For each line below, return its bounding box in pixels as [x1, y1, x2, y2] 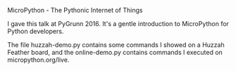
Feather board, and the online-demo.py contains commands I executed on [7, 49, 223, 56]
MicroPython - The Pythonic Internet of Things [7, 6, 143, 14]
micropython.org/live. [7, 56, 70, 64]
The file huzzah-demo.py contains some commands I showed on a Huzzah [7, 41, 225, 49]
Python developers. [7, 27, 64, 35]
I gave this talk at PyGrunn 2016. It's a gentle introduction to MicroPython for [7, 20, 229, 27]
